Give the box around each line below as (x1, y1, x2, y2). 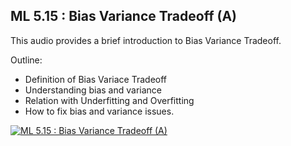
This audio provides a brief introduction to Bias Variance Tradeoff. (10, 34, 282, 46)
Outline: (10, 54, 43, 66)
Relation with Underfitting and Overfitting (24, 94, 195, 106)
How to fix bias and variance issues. (24, 105, 175, 117)
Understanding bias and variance (24, 84, 162, 96)
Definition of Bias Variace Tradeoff (24, 73, 168, 85)
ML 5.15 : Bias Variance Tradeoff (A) (10, 8, 238, 25)
